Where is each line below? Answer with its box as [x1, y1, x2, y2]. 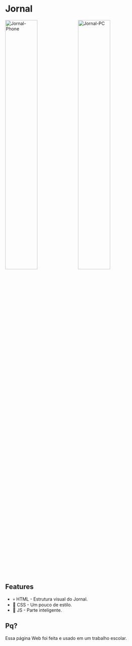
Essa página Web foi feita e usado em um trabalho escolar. [5, 635, 127, 641]
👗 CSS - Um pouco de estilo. [12, 602, 72, 608]
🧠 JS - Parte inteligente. [12, 607, 62, 613]
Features [5, 582, 34, 591]
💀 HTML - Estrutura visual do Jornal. [12, 596, 88, 602]
